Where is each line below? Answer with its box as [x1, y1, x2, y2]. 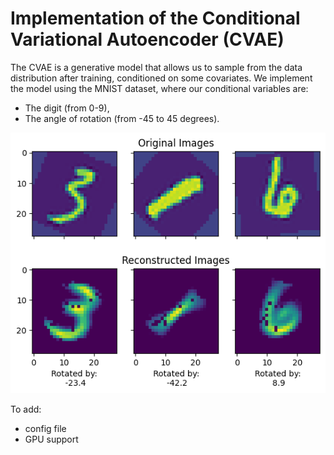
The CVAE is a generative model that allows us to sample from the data [10, 61, 303, 73]
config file [24, 422, 67, 434]
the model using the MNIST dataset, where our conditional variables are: [10, 82, 309, 94]
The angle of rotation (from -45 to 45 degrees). [24, 112, 220, 124]
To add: [10, 403, 42, 415]
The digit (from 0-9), [24, 102, 110, 114]
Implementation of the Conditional [10, 7, 301, 30]
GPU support [24, 433, 79, 445]
